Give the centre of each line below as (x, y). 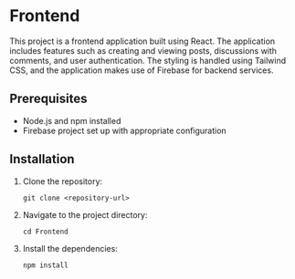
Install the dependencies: (70, 248)
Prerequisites (48, 99)
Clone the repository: (63, 181)
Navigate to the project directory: (85, 214)
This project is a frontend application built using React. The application (142, 41)
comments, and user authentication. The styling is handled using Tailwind (147, 60)
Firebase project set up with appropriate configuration (124, 130)
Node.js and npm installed (72, 120)
